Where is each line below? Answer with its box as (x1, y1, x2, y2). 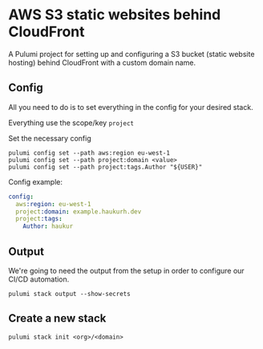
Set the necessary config (8, 133, 91, 143)
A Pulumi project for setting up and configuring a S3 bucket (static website (8, 49, 255, 59)
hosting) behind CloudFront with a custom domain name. (8, 58, 196, 67)
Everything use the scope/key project (8, 118, 135, 128)
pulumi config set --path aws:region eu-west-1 (8, 148, 171, 157)
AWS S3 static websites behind (8, 6, 221, 24)
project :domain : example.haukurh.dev (15, 207, 142, 216)
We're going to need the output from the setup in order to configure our (8, 266, 245, 275)
